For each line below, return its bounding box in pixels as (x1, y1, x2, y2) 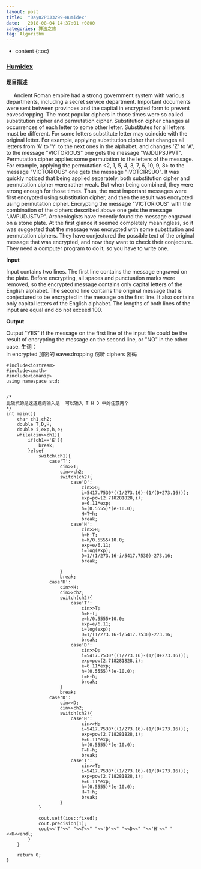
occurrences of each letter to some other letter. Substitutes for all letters (6, 124, 185, 131)
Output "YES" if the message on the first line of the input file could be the (6, 329, 188, 337)
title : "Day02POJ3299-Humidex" (6, 14, 87, 20)
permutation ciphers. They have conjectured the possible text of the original (6, 232, 194, 239)
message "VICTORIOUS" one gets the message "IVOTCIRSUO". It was (6, 169, 179, 176)
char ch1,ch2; (17, 416, 52, 422)
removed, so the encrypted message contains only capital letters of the (6, 281, 183, 288)
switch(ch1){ (38, 453, 71, 459)
